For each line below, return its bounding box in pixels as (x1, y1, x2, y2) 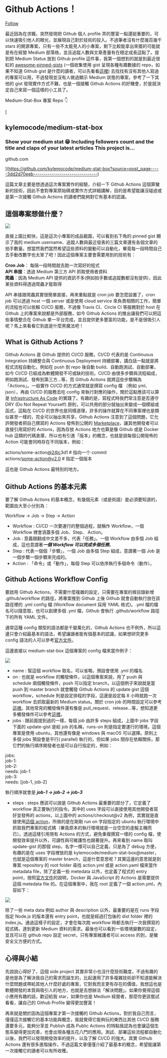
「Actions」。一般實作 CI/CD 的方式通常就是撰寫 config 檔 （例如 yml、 (5, 383, 150, 389)
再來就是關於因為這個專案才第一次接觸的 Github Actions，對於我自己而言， (5, 1010, 159, 1016)
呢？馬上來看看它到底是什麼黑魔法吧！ (5, 323, 83, 329)
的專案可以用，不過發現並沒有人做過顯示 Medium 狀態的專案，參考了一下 (5, 74, 155, 80)
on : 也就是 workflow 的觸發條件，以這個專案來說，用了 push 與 (12, 673, 143, 680)
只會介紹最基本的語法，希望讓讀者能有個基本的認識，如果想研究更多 (9, 631, 149, 636)
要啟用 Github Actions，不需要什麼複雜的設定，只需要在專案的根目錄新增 (5, 589, 155, 595)
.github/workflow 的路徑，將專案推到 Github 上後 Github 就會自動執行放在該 (5, 595, 161, 601)
